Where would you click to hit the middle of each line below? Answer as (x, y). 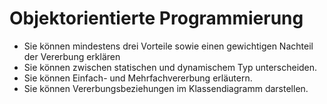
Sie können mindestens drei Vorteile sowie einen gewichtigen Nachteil (168, 46)
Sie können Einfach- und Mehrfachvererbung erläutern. (138, 78)
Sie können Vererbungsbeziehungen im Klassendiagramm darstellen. (166, 88)
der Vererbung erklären (72, 56)
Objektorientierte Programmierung (156, 18)
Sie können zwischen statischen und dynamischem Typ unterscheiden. (170, 67)
